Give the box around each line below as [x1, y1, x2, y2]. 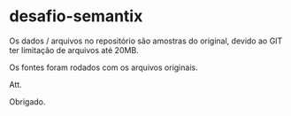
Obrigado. [9, 96, 46, 107]
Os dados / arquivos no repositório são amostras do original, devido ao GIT [9, 35, 283, 46]
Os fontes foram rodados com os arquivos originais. [9, 62, 198, 73]
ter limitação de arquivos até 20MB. [9, 44, 139, 55]
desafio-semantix [9, 6, 143, 27]
